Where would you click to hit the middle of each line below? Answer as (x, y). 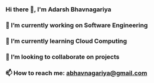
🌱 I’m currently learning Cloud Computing (66, 41)
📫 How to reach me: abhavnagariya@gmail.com (76, 73)
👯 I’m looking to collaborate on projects (63, 57)
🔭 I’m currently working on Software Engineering (77, 25)
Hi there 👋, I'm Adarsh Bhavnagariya (58, 9)
